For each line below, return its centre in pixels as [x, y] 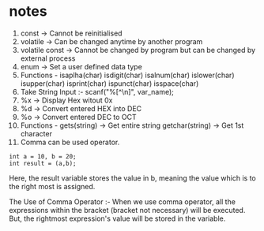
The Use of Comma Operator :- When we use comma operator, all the [123, 201]
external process [48, 58]
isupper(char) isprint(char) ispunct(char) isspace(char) [109, 83]
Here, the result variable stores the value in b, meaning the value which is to [132, 178]
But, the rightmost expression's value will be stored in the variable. [117, 218]
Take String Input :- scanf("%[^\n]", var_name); [97, 91]
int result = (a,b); [43, 163]
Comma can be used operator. [70, 142]
